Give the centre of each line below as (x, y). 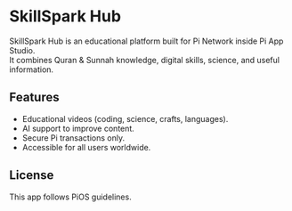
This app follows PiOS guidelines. (70, 197)
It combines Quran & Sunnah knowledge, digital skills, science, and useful (145, 60)
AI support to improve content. (78, 128)
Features (34, 97)
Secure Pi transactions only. (73, 138)
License (32, 175)
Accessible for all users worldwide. (86, 147)
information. (32, 69)
